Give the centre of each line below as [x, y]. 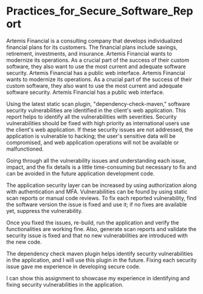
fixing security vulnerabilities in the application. [65, 284]
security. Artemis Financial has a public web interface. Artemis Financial [96, 73]
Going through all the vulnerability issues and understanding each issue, [96, 160]
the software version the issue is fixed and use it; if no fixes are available [97, 204]
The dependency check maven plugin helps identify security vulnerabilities [100, 253]
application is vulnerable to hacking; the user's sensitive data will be [91, 136]
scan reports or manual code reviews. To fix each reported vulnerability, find [101, 198]
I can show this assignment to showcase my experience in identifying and [98, 278]
